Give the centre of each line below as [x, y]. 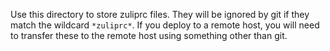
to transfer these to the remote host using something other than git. [149, 35]
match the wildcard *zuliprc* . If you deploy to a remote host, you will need [165, 25]
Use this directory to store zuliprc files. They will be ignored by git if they [160, 14]
